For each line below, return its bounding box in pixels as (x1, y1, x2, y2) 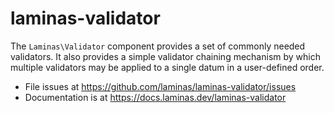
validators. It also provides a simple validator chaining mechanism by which (10, 50, 321, 62)
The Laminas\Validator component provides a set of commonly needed (10, 40, 306, 52)
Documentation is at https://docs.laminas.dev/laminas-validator (24, 91, 287, 103)
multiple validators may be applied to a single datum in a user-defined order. (10, 61, 325, 73)
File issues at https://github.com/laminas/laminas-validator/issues (24, 80, 297, 92)
